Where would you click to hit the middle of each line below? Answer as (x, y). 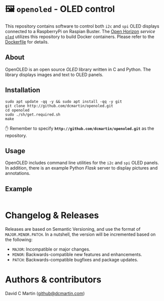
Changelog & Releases (52, 215)
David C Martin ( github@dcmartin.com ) (45, 294)
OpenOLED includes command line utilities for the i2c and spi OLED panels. (82, 163)
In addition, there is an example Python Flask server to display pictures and (81, 168)
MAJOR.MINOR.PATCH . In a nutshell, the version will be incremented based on (81, 234)
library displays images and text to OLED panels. (54, 75)
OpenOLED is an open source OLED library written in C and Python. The (78, 69)
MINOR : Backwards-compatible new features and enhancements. (77, 255)
